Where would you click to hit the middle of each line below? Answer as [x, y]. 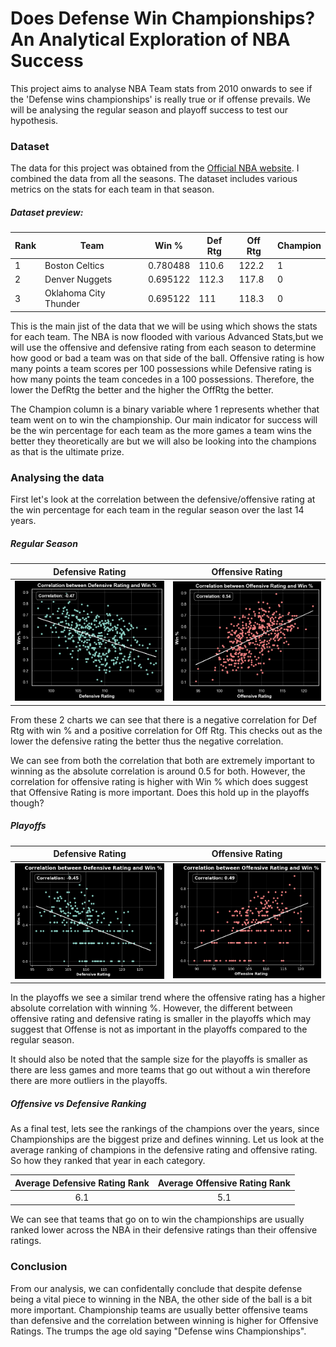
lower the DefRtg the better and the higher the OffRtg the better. [142, 389]
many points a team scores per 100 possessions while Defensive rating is [161, 368]
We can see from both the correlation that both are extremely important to [162, 760]
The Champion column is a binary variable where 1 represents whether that [165, 409]
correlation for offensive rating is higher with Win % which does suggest [159, 781]
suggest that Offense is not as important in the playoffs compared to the [159, 1029]
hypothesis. [34, 120]
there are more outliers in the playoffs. [89, 1081]
